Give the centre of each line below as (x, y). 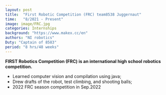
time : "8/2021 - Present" (34, 19)
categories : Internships (31, 28)
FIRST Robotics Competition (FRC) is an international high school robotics (83, 61)
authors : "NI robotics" (30, 38)
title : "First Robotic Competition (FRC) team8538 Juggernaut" (73, 14)
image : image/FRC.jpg (28, 24)
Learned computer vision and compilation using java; (67, 76)
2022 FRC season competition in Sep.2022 (57, 87)
